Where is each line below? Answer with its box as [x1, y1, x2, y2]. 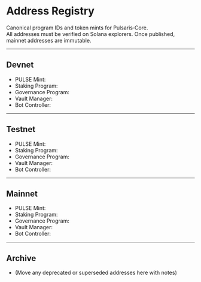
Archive [6, 253, 36, 263]
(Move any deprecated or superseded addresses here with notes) [14, 269, 178, 277]
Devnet [6, 60, 34, 70]
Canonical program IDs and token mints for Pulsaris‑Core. [6, 24, 148, 31]
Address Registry [6, 4, 95, 18]
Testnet [6, 124, 36, 134]
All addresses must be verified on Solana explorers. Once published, [6, 30, 175, 37]
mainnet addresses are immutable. [6, 37, 92, 44]
